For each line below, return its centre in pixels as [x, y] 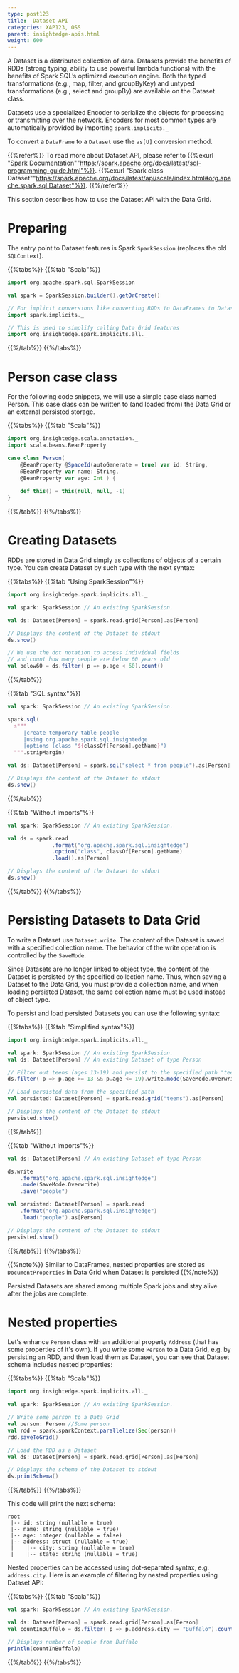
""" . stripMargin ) [39, 753]
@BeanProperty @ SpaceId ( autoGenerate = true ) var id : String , [114, 464]
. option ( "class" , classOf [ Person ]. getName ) [117, 852]
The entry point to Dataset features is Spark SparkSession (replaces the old [117, 248]
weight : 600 [25, 41]
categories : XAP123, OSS [44, 27]
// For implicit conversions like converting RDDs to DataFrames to [111, 308]
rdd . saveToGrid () [33, 1437]
